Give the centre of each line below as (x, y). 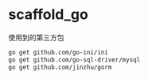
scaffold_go (49, 15)
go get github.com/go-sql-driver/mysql (74, 60)
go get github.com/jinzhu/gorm (60, 67)
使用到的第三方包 (36, 37)
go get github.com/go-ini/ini (58, 52)
